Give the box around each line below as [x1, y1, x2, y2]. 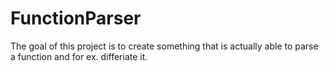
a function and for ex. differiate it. [10, 50, 148, 62]
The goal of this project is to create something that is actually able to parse [10, 40, 319, 52]
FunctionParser [10, 7, 142, 30]
